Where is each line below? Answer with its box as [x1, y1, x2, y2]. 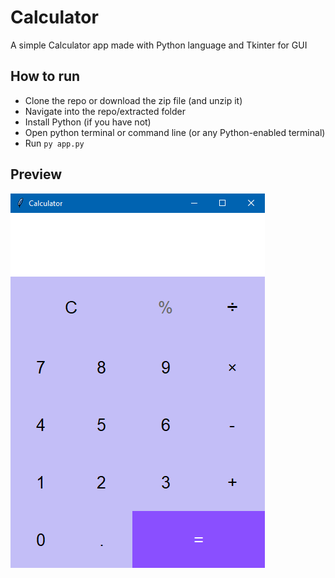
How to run [10, 68, 81, 85]
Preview [10, 166, 63, 183]
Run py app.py [24, 137, 85, 149]
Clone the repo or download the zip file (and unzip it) [24, 94, 243, 106]
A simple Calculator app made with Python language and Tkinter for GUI [10, 39, 308, 51]
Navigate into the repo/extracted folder [24, 105, 187, 117]
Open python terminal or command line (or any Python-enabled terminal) [24, 126, 326, 138]
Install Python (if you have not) [24, 116, 152, 128]
